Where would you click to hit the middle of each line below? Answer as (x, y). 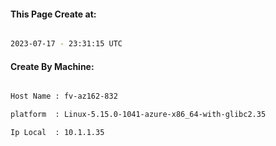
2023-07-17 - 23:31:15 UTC (66, 44)
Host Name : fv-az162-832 (64, 96)
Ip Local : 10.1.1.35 (57, 133)
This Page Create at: (53, 14)
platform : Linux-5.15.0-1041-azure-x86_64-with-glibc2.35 (138, 115)
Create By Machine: (52, 66)
